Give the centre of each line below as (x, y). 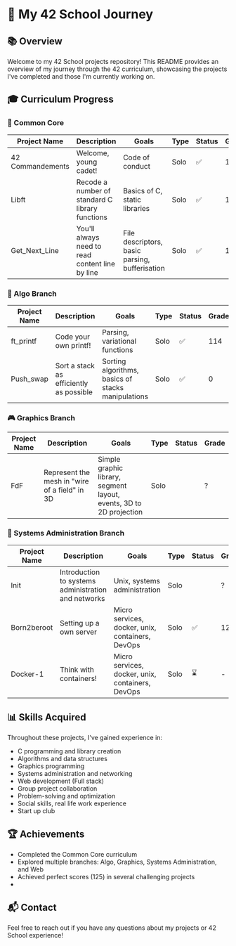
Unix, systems (137, 581)
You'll (85, 228)
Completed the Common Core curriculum (77, 855)
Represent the (66, 472)
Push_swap (30, 379)
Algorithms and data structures (62, 759)
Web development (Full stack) (60, 781)
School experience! (35, 935)
